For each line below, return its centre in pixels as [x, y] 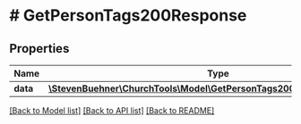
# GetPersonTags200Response [128, 16]
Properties [39, 49]
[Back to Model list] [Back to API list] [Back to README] [112, 111]
